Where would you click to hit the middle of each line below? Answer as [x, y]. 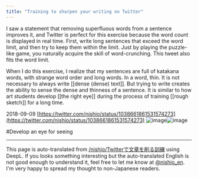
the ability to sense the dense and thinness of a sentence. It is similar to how [99, 90]
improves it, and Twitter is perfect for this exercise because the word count [97, 34]
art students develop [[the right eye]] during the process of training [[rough [97, 96]
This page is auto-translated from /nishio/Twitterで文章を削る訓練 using [93, 149]
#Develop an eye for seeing [39, 131]
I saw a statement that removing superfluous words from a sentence [89, 28]
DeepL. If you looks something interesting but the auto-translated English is [98, 156]
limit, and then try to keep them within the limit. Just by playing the [87, 47]
